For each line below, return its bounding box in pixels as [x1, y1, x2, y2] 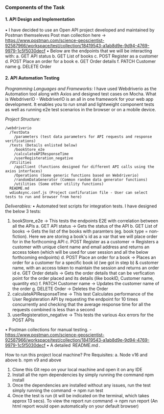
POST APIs [12, 317, 35, 323]
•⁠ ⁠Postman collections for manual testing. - [5, 326, 92, 333]
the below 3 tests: [5, 208, 42, 214]
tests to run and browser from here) [5, 195, 82, 200]
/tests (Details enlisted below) [9, 143, 78, 148]
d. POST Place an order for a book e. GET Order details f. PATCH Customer [5, 59, 156, 64]
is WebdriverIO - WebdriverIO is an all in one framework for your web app [5, 96, 154, 102]
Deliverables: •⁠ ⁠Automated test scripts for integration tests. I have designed [5, 203, 157, 209]
